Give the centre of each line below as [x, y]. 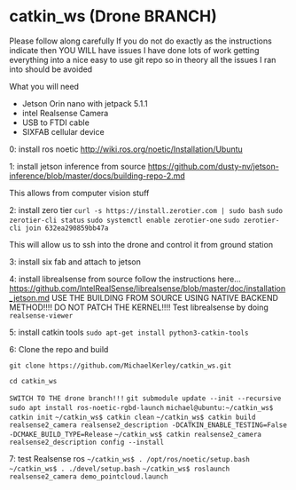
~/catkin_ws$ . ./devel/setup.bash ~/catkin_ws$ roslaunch [120, 469]
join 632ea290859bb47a [67, 228]
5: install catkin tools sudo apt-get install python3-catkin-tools [129, 332]
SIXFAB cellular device [63, 131]
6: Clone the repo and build [59, 349]
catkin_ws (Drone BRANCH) [113, 16]
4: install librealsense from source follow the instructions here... [125, 279]
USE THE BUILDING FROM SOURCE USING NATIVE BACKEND [165, 297]
